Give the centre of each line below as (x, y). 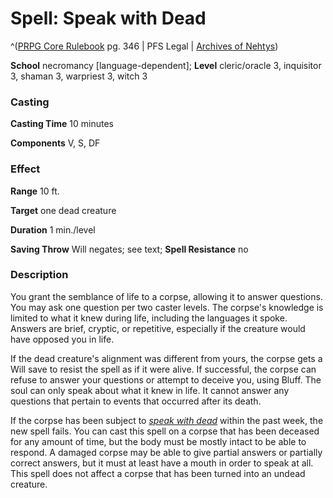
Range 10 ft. (35, 191)
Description (39, 275)
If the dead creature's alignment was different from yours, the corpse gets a (166, 358)
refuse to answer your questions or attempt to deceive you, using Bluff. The (166, 379)
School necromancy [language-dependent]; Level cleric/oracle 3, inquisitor (166, 65)
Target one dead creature (63, 210)
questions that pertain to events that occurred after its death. (136, 401)
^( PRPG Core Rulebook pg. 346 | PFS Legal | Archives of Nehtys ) (144, 46)
